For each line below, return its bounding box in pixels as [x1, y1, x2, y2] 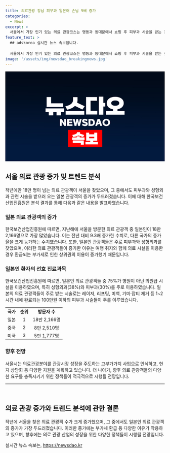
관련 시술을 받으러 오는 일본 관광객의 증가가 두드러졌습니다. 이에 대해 [10, 193, 146, 199]
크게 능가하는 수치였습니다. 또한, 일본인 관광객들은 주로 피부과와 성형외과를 [14, 239, 162, 245]
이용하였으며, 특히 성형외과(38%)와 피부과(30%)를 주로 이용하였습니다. [14, 284, 156, 290]
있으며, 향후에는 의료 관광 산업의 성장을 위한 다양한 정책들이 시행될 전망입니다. [10, 431, 164, 437]
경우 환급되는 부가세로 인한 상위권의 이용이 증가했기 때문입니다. [5, 251, 130, 257]
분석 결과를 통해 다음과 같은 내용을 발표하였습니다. [31, 200, 130, 206]
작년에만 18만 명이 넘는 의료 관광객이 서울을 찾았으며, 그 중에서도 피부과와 [5, 187, 150, 193]
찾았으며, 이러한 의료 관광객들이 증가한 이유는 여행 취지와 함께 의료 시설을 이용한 [5, 245, 163, 251]
